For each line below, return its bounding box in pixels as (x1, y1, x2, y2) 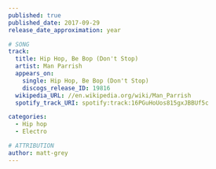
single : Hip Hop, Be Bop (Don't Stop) (22, 76, 149, 85)
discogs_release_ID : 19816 (22, 84, 111, 92)
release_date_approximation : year (8, 26, 122, 34)
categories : (8, 113, 47, 121)
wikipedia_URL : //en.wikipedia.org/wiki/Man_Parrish (15, 91, 192, 99)
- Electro (15, 127, 47, 136)
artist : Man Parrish (15, 62, 82, 71)
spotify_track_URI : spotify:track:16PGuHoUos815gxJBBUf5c (15, 99, 210, 107)
